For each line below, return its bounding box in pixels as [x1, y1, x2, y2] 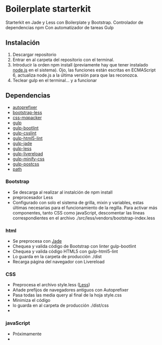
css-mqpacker [12, 115, 42, 120]
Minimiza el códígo [12, 297, 50, 303]
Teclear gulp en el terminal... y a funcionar [12, 77, 97, 83]
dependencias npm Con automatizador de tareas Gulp [5, 24, 114, 30]
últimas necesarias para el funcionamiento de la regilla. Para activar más [12, 205, 158, 211]
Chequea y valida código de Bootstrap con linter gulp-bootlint [12, 244, 136, 249]
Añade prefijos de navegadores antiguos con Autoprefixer [12, 287, 129, 293]
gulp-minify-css [12, 156, 45, 162]
